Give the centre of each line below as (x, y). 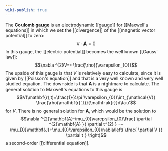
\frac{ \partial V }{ (144, 130)
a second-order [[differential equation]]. (47, 143)
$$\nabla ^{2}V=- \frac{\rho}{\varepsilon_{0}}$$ (86, 65)
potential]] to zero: (25, 35)
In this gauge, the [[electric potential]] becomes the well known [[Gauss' (81, 51)
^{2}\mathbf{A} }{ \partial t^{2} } (83, 124)
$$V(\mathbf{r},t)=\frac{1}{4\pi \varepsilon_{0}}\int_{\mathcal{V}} (86, 97)
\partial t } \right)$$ (86, 135)
